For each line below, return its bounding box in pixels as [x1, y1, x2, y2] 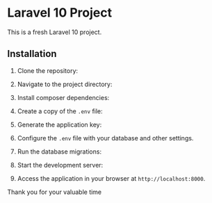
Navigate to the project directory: [17, 80, 113, 88]
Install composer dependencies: [17, 93, 110, 101]
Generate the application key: [17, 120, 102, 129]
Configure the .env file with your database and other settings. [17, 133, 194, 142]
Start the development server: [17, 161, 104, 169]
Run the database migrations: [17, 147, 102, 156]
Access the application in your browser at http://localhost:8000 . [17, 174, 206, 182]
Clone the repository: [17, 66, 79, 74]
